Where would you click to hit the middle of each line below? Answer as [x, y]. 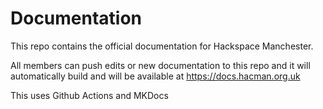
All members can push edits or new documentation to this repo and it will [160, 65]
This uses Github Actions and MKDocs [89, 95]
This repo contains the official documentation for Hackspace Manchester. [162, 46]
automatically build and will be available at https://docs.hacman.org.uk [155, 76]
